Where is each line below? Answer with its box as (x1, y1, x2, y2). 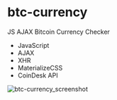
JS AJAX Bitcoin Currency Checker (7, 27, 110, 36)
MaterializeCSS (17, 63, 63, 72)
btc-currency (7, 4, 88, 20)
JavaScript (17, 41, 50, 49)
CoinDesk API (17, 71, 58, 80)
